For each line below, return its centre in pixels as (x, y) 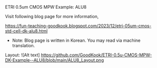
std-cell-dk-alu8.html (26, 31)
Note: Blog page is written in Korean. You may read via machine (76, 40)
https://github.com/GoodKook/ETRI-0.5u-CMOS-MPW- (96, 55)
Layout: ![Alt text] (22, 55)
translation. (23, 45)
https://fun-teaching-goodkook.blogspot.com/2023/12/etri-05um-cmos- (78, 26)
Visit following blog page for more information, (52, 16)
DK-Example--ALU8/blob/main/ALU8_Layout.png (55, 60)
